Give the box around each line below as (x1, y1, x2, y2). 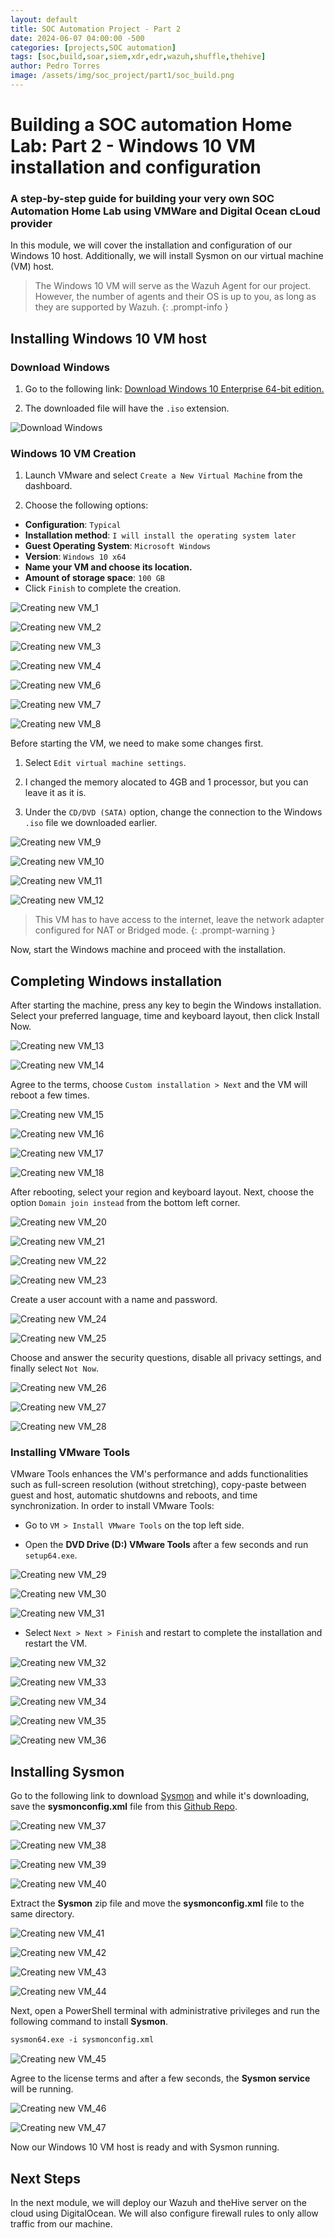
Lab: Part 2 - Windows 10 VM (10, 135, 256, 158)
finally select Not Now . (10, 1362, 100, 1375)
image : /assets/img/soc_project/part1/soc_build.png (10, 71, 235, 81)
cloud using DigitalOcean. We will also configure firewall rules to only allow (10, 2207, 319, 2219)
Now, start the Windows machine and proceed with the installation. (10, 944, 287, 956)
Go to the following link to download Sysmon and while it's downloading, (10, 1790, 310, 1802)
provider (10, 216, 53, 230)
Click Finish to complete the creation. (24, 582, 182, 595)
